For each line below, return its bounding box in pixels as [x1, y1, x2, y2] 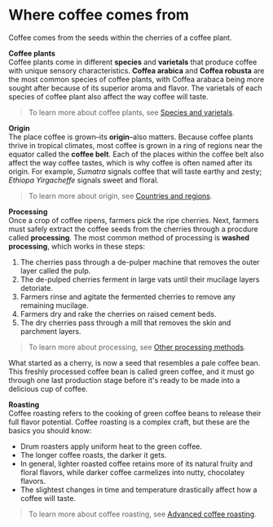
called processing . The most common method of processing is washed [8, 232, 250, 242]
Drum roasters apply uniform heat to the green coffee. [20, 441, 202, 451]
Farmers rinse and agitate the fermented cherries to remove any [20, 292, 236, 301]
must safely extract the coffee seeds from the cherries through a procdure [8, 224, 258, 234]
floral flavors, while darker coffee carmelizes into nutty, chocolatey [20, 467, 245, 477]
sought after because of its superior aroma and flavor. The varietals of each [8, 83, 262, 93]
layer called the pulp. [20, 266, 91, 275]
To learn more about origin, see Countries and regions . [28, 191, 213, 200]
